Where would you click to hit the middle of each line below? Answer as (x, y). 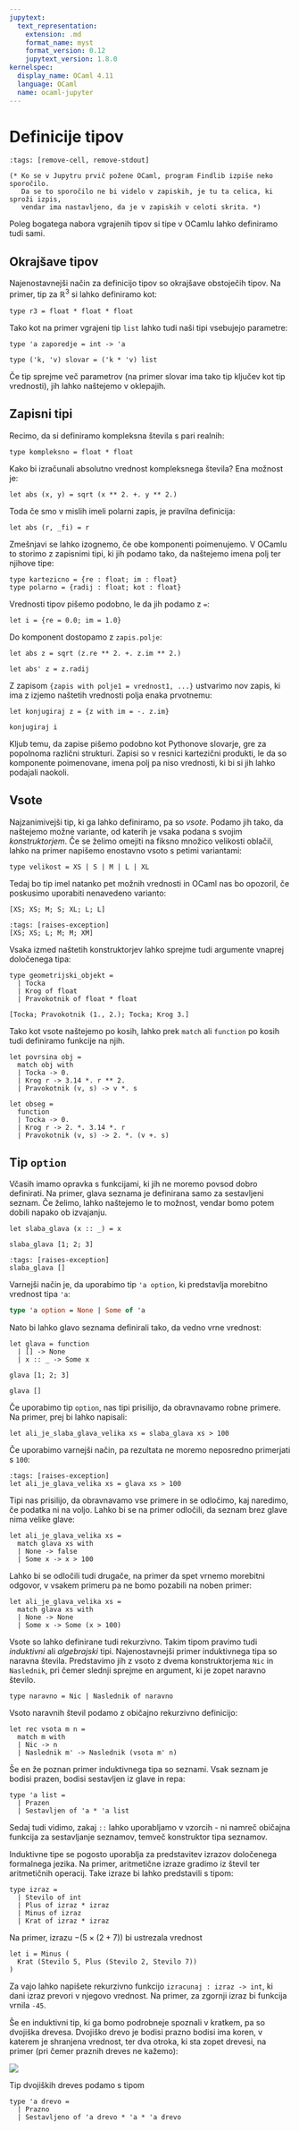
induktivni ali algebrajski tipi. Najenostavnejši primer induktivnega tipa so (143, 1651)
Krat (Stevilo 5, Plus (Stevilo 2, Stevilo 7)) (108, 1962)
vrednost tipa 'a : (40, 1295)
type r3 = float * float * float (71, 311)
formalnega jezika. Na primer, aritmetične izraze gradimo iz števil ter (135, 1864)
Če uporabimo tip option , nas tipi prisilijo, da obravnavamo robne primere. (145, 1408)
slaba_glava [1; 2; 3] (51, 1244)
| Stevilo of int (50, 1898)
